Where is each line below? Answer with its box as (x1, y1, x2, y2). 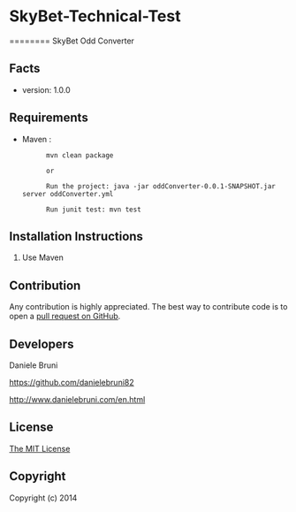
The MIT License (9, 443, 71, 454)
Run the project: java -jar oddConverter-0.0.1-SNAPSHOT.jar (45, 181, 276, 191)
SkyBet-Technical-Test (9, 6, 181, 27)
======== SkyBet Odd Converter (9, 35, 135, 46)
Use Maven (21, 252, 65, 263)
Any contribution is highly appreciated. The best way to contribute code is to (9, 302, 288, 312)
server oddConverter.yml (21, 189, 114, 198)
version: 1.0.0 (21, 84, 71, 95)
